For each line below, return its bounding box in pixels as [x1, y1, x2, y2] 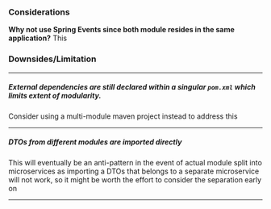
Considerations [8, 6, 70, 18]
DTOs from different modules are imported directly [8, 137, 182, 147]
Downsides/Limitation [8, 53, 97, 65]
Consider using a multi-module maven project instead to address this [8, 111, 238, 121]
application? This [8, 33, 67, 43]
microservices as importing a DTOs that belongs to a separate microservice [8, 166, 260, 176]
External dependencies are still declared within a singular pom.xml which [8, 82, 256, 92]
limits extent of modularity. [8, 91, 102, 101]
